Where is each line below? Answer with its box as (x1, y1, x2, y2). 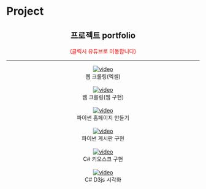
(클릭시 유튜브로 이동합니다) (69, 48, 137, 54)
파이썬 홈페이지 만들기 (76, 114, 130, 121)
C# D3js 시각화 (85, 176, 121, 183)
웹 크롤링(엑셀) (85, 73, 121, 80)
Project (6, 4, 44, 18)
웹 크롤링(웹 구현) (82, 94, 124, 100)
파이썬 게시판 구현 (82, 135, 124, 142)
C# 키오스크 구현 (82, 155, 124, 163)
